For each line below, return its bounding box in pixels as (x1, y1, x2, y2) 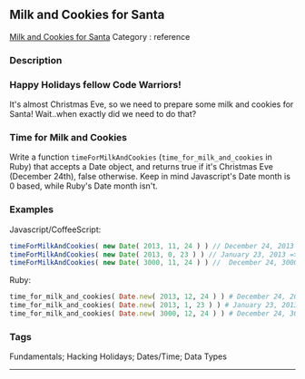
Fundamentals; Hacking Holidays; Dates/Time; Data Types (9, 351, 227, 362)
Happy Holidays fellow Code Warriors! (9, 78, 182, 91)
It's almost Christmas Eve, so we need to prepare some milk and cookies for (9, 99, 294, 110)
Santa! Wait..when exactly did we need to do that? (9, 109, 197, 120)
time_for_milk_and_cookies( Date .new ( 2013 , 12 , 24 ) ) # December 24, (9, 292, 286, 302)
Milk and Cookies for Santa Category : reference (9, 31, 191, 42)
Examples (9, 203, 54, 216)
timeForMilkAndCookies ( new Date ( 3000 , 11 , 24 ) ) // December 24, (9, 258, 279, 267)
